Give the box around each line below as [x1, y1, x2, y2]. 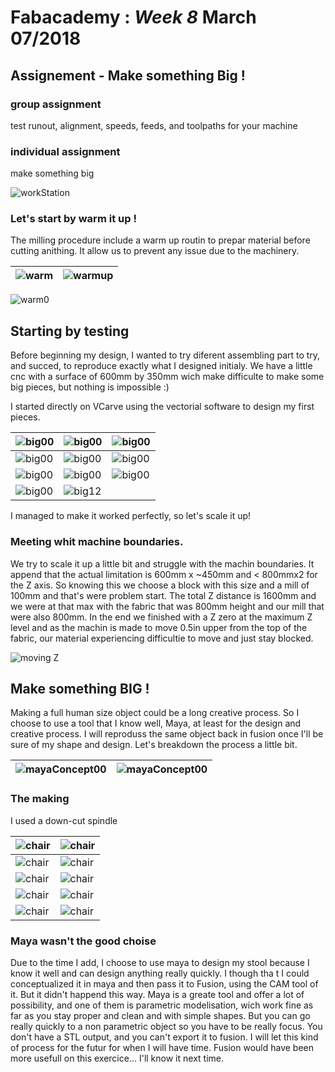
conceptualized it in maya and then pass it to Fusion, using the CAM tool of [10, 977, 319, 990]
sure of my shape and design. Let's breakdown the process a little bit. [10, 739, 298, 751]
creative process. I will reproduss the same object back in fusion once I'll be [10, 728, 324, 740]
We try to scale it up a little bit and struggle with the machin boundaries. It [10, 557, 315, 570]
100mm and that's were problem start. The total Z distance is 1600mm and [10, 589, 317, 601]
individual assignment [10, 144, 121, 158]
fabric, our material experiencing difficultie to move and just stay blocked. [10, 632, 314, 644]
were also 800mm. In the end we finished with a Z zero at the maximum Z [10, 611, 313, 623]
